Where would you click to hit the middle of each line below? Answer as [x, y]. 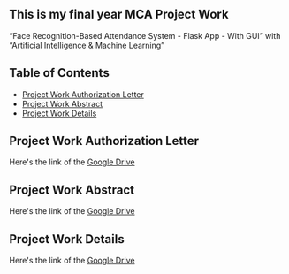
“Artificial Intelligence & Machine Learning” [87, 45]
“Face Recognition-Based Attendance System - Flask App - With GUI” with [145, 35]
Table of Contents [60, 73]
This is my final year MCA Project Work [119, 15]
